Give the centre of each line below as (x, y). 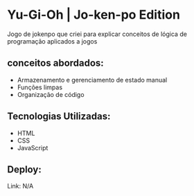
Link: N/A (20, 186)
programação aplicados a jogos (52, 41)
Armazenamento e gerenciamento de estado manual (92, 80)
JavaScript (33, 148)
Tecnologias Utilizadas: (59, 117)
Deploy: (24, 169)
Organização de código (51, 94)
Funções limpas (40, 87)
